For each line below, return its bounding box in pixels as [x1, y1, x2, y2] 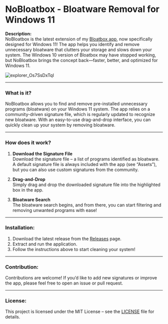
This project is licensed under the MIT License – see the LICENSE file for [5, 308, 154, 314]
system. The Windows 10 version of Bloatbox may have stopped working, [5, 51, 156, 58]
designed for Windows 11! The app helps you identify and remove [5, 41, 140, 47]
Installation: [5, 224, 35, 231]
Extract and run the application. [12, 241, 77, 247]
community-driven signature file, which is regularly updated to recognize [5, 111, 155, 117]
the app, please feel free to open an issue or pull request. [5, 280, 123, 286]
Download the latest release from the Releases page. [12, 235, 121, 241]
